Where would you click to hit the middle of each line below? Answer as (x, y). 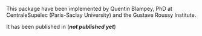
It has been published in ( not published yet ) (61, 27)
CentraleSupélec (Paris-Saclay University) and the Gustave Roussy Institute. (101, 15)
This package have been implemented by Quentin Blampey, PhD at (89, 9)
